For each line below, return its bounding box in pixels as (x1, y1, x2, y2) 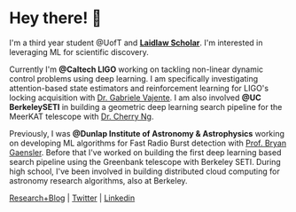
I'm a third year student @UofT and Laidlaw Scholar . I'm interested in (9, 37, 263, 48)
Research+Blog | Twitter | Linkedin (9, 192, 136, 203)
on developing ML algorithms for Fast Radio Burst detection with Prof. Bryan (9, 137, 287, 148)
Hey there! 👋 (9, 8, 102, 28)
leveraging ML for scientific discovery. (9, 46, 149, 57)
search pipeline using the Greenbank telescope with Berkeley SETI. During (9, 156, 281, 167)
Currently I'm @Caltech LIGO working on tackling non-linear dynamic (9, 64, 264, 75)
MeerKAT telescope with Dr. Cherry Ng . (9, 111, 154, 122)
